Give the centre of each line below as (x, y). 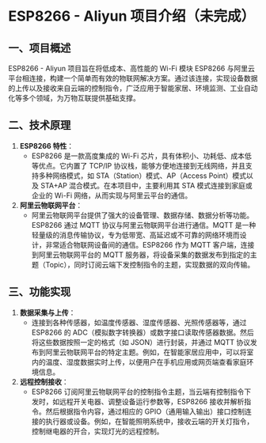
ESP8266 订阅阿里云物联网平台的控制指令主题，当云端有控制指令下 (141, 392)
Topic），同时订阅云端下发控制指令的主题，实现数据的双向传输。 (150, 264)
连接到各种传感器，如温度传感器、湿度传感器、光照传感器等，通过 (139, 322)
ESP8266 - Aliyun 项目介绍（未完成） (132, 16)
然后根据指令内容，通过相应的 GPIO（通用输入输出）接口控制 (145, 411)
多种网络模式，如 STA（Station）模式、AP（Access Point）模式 (142, 176)
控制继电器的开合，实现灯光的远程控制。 (97, 431)
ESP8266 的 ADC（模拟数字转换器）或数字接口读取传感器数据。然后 (143, 332)
